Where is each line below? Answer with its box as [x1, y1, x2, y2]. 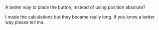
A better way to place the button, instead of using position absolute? [5, 4, 146, 10]
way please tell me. [5, 19, 45, 25]
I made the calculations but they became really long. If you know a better [5, 14, 155, 19]
